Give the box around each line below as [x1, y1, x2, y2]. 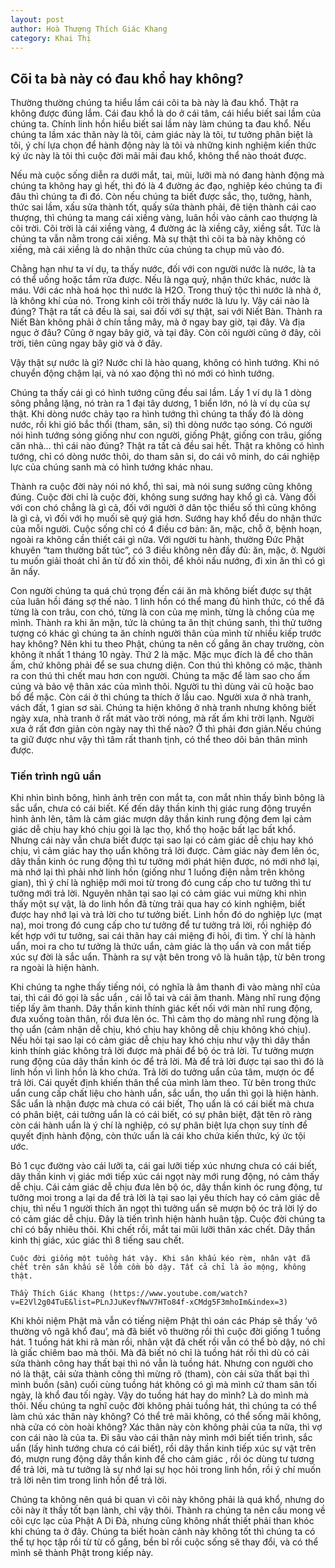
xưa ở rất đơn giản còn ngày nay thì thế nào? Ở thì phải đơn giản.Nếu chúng [10, 723, 322, 735]
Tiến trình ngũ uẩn [10, 769, 102, 783]
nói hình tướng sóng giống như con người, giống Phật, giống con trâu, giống [10, 429, 323, 441]
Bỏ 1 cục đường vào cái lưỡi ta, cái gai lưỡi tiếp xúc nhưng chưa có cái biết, [10, 1160, 318, 1172]
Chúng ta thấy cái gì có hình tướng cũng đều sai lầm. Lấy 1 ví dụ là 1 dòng [10, 387, 312, 399]
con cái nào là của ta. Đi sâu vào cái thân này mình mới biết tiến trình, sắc [10, 1432, 313, 1444]
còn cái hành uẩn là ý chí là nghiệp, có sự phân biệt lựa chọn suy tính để [10, 1119, 308, 1131]
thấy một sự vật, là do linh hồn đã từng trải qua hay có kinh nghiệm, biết [10, 898, 306, 910]
